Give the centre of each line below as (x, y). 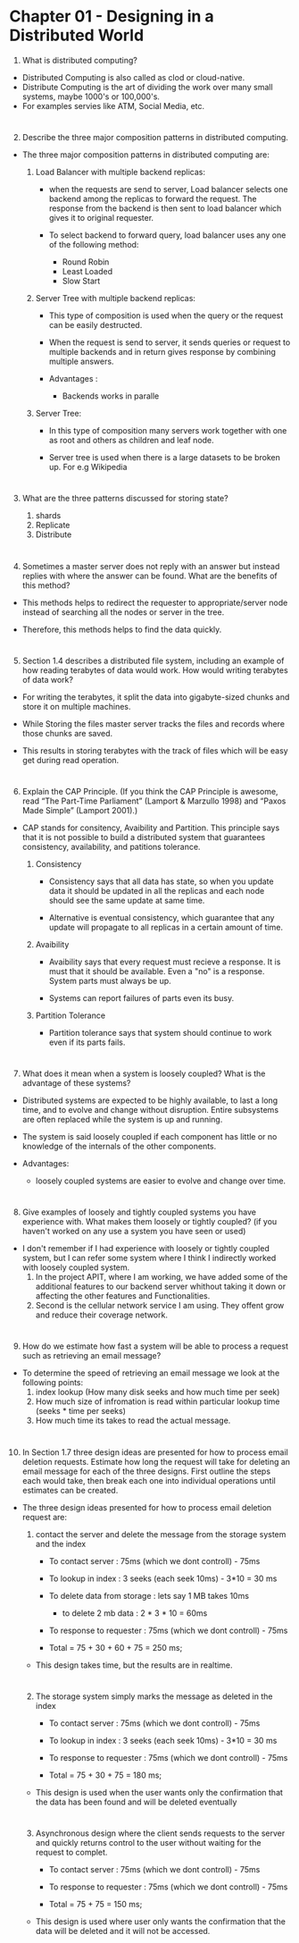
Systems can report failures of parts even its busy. (141, 997)
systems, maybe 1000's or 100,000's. (91, 97)
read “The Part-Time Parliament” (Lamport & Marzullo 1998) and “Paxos (154, 801)
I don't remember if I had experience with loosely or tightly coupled (145, 1249)
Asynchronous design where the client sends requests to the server (160, 1833)
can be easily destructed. (96, 325)
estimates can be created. (70, 1490)
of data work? (48, 679)
